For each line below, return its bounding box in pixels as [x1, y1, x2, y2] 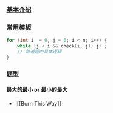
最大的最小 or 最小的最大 [6, 86, 68, 94]
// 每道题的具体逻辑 [17, 49, 62, 55]
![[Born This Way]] [15, 100, 62, 107]
